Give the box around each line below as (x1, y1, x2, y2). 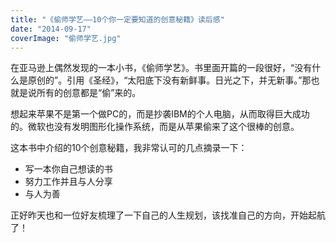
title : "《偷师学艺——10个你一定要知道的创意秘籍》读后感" (10, 14, 225, 25)
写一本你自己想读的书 (24, 163, 113, 175)
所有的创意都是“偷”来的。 (36, 87, 142, 99)
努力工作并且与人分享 (24, 176, 113, 188)
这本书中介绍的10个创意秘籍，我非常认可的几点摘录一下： (10, 142, 248, 154)
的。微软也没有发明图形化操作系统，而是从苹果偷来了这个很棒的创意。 (10, 121, 300, 133)
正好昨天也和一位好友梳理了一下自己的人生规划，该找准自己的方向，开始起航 (10, 209, 326, 221)
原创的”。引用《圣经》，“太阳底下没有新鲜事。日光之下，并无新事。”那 (27, 74, 312, 86)
